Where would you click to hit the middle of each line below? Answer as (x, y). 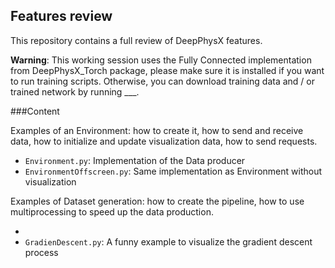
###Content (35, 111)
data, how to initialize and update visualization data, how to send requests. (164, 141)
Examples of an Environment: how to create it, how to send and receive (157, 130)
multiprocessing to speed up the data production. (112, 211)
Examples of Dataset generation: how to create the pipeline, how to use (157, 201)
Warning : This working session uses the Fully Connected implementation (161, 60)
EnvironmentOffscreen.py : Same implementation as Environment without (173, 171)
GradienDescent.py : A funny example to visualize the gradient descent (168, 241)
